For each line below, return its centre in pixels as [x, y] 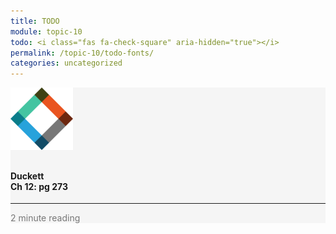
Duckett [27, 176]
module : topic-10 [46, 31]
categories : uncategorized [66, 63]
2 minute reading [45, 218]
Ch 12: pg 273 [39, 186]
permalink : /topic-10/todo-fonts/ [82, 53]
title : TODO [35, 21]
